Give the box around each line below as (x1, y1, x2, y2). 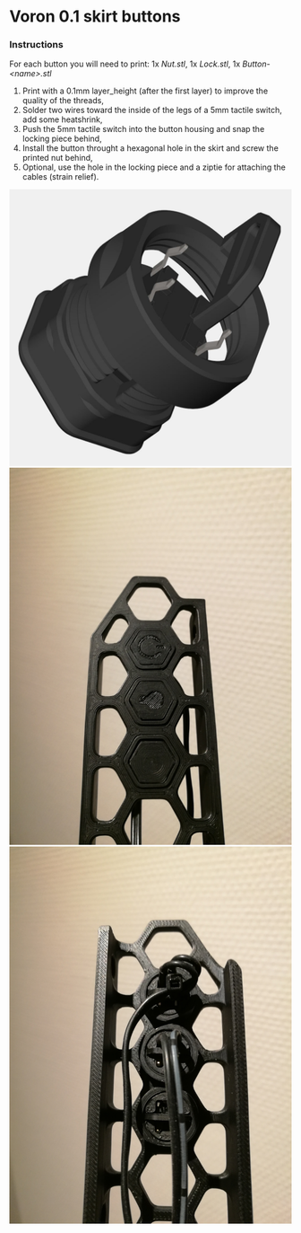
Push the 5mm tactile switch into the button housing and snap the (21, 124, 265, 135)
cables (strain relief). (21, 172, 99, 182)
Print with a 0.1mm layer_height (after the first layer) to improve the (21, 85, 269, 96)
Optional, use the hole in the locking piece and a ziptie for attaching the (21, 162, 287, 172)
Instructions (9, 39, 64, 51)
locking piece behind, (21, 133, 102, 145)
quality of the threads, (21, 95, 105, 106)
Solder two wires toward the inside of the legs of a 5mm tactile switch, (21, 105, 282, 116)
